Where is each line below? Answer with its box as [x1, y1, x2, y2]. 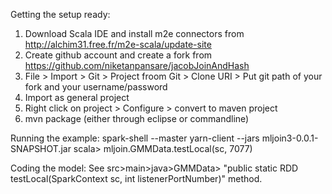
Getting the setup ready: [10, 9, 111, 20]
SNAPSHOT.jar [10, 143, 72, 154]
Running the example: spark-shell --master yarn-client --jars [10, 132, 260, 144]
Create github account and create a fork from [24, 49, 213, 61]
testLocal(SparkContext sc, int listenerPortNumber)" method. [10, 173, 263, 184]
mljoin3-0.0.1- [261, 132, 319, 144]
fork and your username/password [24, 81, 168, 93]
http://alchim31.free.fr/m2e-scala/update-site [24, 39, 212, 50]
